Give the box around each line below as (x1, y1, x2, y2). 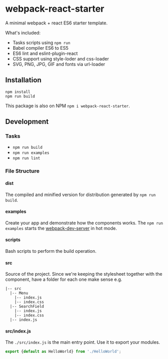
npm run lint (12, 156, 41, 161)
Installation (5, 76, 42, 84)
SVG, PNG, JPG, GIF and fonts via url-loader (12, 61, 106, 67)
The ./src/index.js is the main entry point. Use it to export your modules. (5, 339, 160, 345)
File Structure (5, 168, 40, 175)
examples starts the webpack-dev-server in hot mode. (5, 225, 117, 231)
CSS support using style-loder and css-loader (12, 55, 109, 61)
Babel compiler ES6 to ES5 (12, 45, 69, 51)
